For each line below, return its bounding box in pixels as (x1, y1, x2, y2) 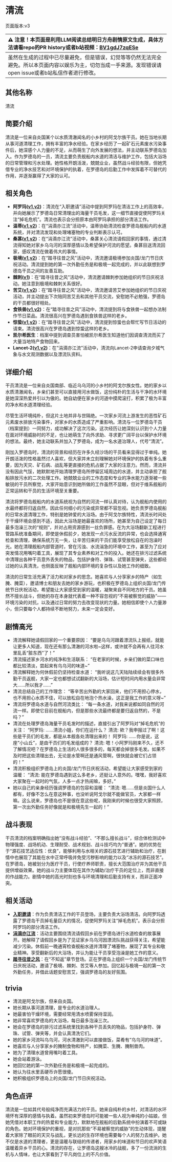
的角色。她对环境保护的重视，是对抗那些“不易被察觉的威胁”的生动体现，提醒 (5, 1126, 166, 1132)
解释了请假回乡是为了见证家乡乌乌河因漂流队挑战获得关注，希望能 (26, 936, 165, 943)
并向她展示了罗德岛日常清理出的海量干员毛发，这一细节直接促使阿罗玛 (12, 210, 161, 216)
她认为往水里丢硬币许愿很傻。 (12, 1069, 76, 1075)
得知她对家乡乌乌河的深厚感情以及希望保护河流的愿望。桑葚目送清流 (17, 242, 161, 248)
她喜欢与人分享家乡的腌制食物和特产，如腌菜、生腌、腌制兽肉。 (12, 1043, 147, 1049)
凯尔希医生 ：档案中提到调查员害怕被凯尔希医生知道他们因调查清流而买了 (12, 332, 165, 338)
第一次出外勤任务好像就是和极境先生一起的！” (12, 804, 109, 810)
